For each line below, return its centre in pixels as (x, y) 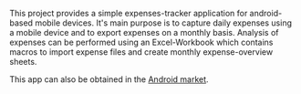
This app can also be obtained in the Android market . (109, 79)
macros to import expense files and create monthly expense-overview (141, 52)
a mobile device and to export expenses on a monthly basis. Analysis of (144, 32)
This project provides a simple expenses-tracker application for (129, 13)
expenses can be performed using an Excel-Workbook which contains (141, 42)
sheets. (23, 62)
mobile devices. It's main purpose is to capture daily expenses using (164, 23)
